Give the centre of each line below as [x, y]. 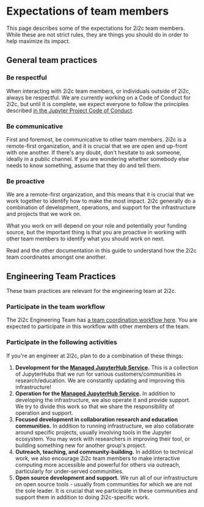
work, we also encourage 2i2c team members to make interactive [97, 458]
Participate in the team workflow [56, 306]
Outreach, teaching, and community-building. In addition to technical [104, 451]
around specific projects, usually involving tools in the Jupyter [93, 432]
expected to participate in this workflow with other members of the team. [98, 326]
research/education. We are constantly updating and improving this [100, 380]
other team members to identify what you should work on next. [86, 239]
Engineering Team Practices [61, 276]
